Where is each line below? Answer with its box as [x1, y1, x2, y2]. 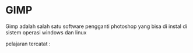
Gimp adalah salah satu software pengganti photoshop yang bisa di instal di [5, 23, 188, 30]
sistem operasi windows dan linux [5, 29, 87, 36]
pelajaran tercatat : [5, 40, 51, 47]
